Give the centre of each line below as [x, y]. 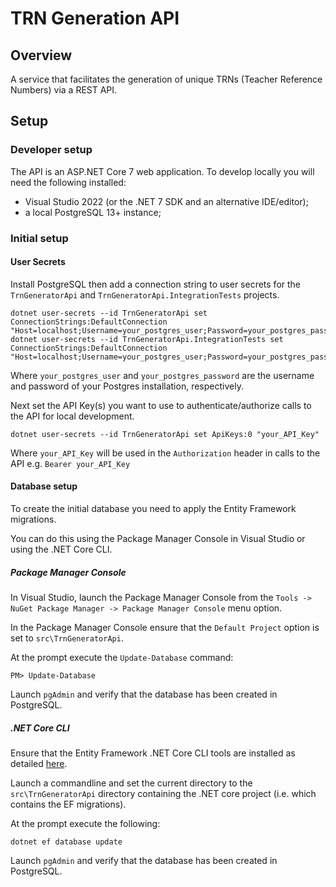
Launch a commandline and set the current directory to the [131, 783]
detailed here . [39, 763]
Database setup [44, 486]
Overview [41, 55]
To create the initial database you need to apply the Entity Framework [153, 509]
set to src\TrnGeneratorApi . [67, 638]
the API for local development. [72, 416]
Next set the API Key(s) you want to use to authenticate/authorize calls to [161, 405]
